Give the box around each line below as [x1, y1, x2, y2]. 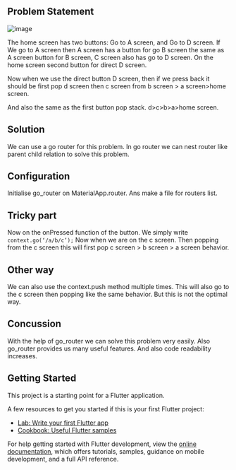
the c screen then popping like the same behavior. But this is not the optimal [7, 290, 228, 299]
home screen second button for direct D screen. [7, 60, 147, 69]
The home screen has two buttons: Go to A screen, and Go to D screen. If [7, 38, 221, 47]
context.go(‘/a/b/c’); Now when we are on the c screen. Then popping [7, 236, 219, 245]
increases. [7, 351, 37, 360]
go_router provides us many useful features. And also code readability [7, 344, 211, 353]
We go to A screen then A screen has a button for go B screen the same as [7, 45, 225, 54]
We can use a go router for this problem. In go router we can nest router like [7, 142, 228, 151]
